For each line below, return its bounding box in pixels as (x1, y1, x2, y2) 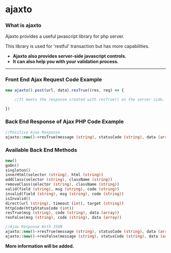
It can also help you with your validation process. (12, 59, 119, 65)
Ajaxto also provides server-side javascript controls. (12, 53, 127, 59)
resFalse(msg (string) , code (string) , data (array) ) (5, 215, 122, 220)
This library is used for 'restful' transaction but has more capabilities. (5, 43, 150, 49)
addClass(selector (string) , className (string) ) (5, 177, 113, 182)
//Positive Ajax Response (5, 130, 60, 135)
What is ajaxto (5, 22, 42, 29)
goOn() (5, 163, 19, 168)
